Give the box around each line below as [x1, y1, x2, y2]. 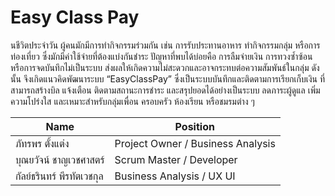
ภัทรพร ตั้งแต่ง [15, 136, 70, 150]
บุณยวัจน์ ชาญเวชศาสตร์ [15, 152, 105, 166]
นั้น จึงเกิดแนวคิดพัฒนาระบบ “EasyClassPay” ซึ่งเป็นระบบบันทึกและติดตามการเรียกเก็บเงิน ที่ [10, 72, 326, 85]
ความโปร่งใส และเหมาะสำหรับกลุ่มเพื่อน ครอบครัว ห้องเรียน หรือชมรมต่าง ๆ [10, 95, 255, 107]
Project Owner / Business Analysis [114, 136, 276, 150]
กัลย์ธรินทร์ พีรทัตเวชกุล [15, 169, 104, 183]
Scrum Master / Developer [114, 152, 238, 166]
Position [174, 119, 215, 133]
